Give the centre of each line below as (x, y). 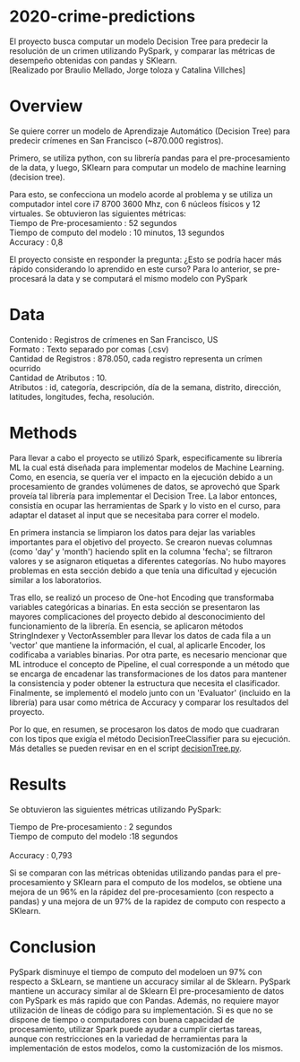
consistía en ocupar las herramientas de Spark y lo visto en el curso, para (145, 505)
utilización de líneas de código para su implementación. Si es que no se (141, 1010)
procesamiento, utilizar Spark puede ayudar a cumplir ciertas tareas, (136, 1029)
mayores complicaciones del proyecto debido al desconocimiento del (137, 616)
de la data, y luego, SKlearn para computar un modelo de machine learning (148, 167)
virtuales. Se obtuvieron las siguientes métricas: (98, 213)
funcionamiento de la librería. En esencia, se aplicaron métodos (126, 626)
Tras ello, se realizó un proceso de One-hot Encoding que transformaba (142, 597)
